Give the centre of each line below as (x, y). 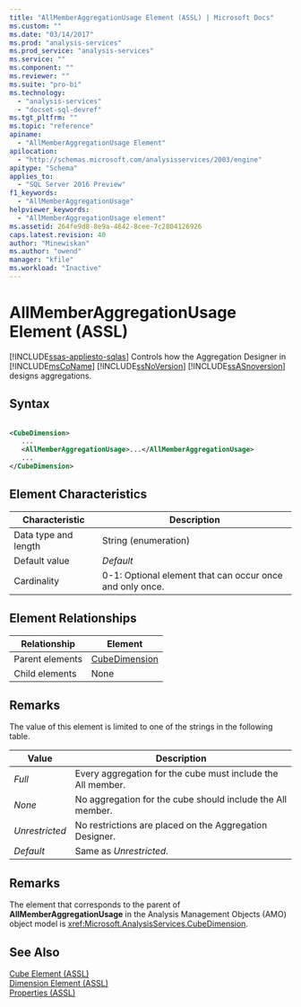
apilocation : (34, 151)
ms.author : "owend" (46, 252)
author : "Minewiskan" (50, 243)
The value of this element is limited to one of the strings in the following (141, 727)
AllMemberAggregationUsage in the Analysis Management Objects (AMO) (148, 914)
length (27, 546)
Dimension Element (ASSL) (59, 983)
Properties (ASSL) (43, 993)
